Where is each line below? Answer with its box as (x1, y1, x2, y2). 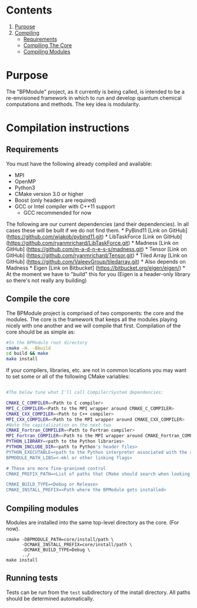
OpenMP (14, 178, 36, 185)
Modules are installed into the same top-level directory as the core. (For (6, 519, 179, 526)
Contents (6, 4, 53, 17)
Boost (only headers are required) (14, 197, 97, 204)
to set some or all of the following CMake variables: (6, 373, 130, 380)
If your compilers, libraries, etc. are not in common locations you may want (6, 367, 186, 374)
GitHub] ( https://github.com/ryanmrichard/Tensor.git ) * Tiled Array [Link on (6, 251, 188, 259)
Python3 (14, 184, 35, 191)
